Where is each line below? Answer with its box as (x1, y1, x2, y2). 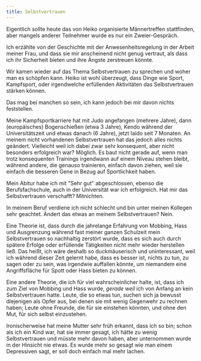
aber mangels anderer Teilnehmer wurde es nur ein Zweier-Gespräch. (6, 31, 179, 39)
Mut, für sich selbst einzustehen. (6, 310, 88, 318)
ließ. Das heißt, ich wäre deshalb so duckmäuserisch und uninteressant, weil (6, 247, 196, 255)
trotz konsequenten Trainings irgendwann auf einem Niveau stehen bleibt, (6, 155, 190, 162)
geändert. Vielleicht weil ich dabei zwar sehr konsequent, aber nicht (6, 142, 175, 149)
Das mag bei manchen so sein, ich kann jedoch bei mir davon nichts (6, 99, 175, 106)
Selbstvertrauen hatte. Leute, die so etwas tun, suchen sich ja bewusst (6, 291, 181, 298)
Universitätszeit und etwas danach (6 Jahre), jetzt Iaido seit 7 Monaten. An (6, 129, 191, 137)
